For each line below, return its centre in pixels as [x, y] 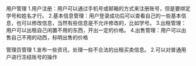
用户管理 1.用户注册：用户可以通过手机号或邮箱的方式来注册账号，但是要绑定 [98, 8]
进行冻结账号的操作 [34, 57]
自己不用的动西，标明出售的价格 [49, 37]
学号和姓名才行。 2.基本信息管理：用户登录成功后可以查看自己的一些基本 [94, 16]
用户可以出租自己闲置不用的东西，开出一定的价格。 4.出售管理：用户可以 [94, 30]
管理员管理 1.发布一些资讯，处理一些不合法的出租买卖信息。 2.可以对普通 [94, 50]
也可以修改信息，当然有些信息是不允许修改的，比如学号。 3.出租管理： [101, 23]
